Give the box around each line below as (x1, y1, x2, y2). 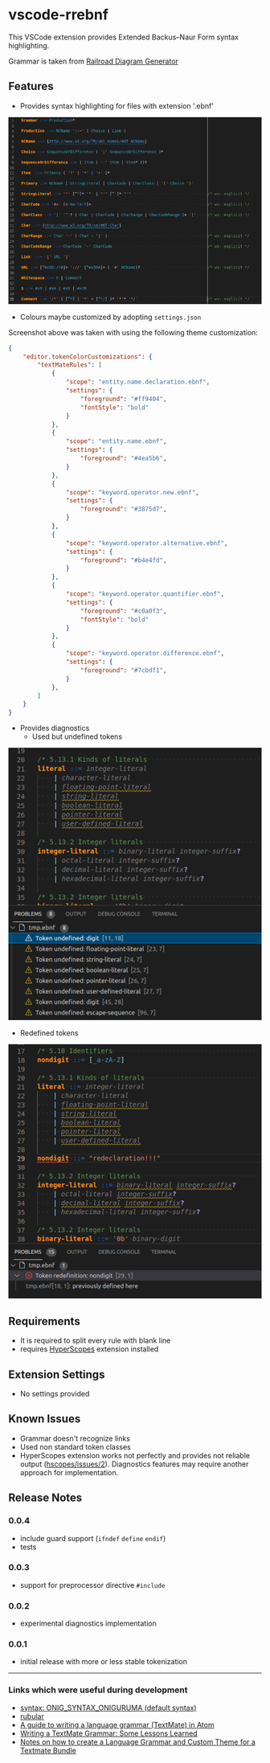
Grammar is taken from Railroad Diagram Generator (8, 56, 179, 66)
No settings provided (19, 1389, 90, 1399)
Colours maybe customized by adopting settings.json (19, 312, 202, 322)
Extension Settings (8, 1367, 105, 1381)
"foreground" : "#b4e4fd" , (80, 556, 167, 564)
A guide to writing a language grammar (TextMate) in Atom (19, 1720, 215, 1729)
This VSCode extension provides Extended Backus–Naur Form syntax (8, 32, 239, 42)
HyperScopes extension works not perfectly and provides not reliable (19, 1450, 251, 1460)
